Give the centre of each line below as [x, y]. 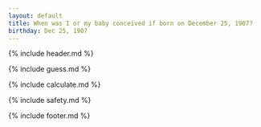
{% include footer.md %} [49, 116]
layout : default [35, 16]
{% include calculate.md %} [55, 84]
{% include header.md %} [51, 54]
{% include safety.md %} [50, 100]
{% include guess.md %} [49, 69]
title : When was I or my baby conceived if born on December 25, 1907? [130, 23]
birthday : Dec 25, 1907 [48, 31]
